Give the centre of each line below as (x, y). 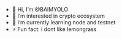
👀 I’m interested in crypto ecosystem (59, 16)
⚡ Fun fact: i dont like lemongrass (54, 29)
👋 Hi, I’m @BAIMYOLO (40, 9)
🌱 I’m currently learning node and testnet (64, 22)
